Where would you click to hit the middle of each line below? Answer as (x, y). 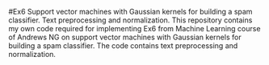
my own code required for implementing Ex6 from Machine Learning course (134, 28)
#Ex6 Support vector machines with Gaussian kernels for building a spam (130, 12)
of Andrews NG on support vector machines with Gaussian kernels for (125, 37)
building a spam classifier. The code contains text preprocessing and (123, 46)
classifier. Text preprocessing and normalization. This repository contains (130, 20)
